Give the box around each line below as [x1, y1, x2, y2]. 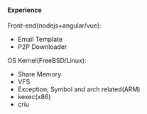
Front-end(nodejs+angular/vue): [7, 21, 102, 30]
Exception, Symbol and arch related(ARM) [17, 85, 141, 93]
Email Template [17, 35, 62, 44]
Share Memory [17, 70, 62, 79]
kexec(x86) [17, 93, 51, 101]
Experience [7, 6, 42, 14]
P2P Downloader [17, 42, 67, 51]
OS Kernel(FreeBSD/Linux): [7, 57, 87, 65]
